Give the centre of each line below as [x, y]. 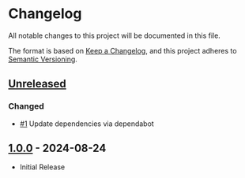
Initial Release [42, 167]
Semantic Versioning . [43, 59]
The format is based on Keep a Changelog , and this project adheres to [122, 50]
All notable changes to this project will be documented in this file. [115, 35]
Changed [26, 106]
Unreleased [38, 84]
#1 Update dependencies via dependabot [87, 124]
